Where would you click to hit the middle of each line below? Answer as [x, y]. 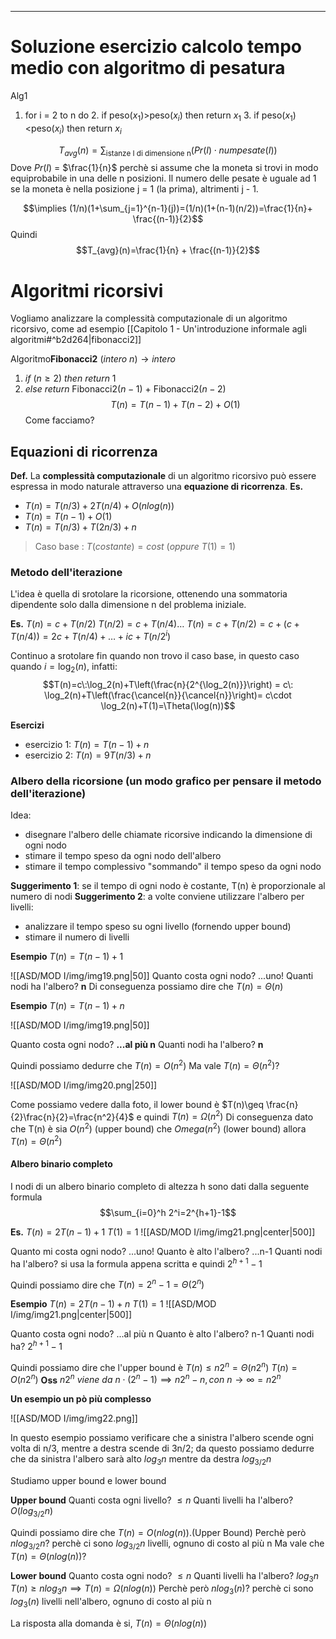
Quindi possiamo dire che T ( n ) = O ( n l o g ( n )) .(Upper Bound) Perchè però [158, 1532]
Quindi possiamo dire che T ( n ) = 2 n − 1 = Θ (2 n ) [107, 1284]
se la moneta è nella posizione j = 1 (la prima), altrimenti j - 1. [134, 189]
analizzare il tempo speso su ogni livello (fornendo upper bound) [158, 927]
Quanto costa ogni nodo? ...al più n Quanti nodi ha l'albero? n [137, 1045]
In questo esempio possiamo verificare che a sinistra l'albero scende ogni [162, 1438]
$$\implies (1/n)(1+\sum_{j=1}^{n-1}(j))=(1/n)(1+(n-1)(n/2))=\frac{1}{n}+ [168, 208]
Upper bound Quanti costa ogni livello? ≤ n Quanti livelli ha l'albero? [152, 1500]
